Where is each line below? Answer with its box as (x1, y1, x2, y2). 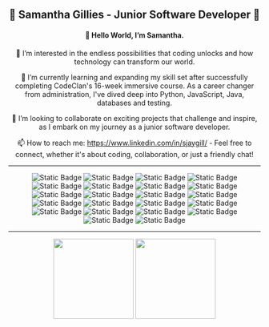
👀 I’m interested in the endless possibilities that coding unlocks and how (15, 48, 254, 58)
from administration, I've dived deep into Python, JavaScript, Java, (24, 89, 245, 99)
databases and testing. (97, 98, 172, 107)
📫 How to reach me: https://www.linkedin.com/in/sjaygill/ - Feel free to (17, 138, 252, 147)
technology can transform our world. (74, 57, 195, 67)
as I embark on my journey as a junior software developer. (38, 122, 231, 131)
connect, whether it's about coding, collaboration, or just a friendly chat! (15, 149, 254, 159)
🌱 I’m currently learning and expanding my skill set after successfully (21, 72, 248, 82)
